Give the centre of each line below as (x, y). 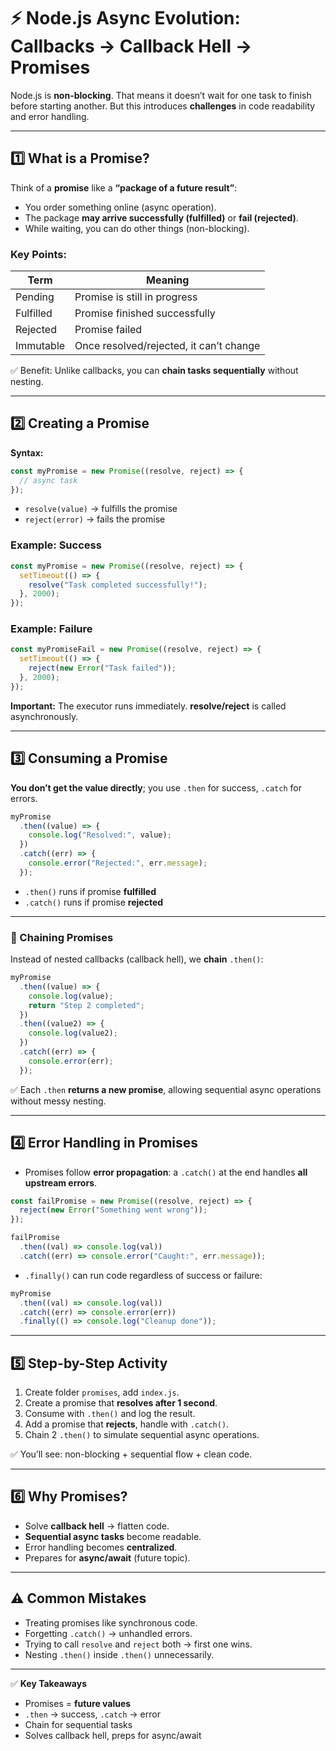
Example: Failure (51, 629)
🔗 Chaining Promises (62, 937)
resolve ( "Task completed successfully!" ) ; (118, 585)
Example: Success (56, 545)
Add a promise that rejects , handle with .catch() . (127, 1424)
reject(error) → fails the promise (95, 519)
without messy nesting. (58, 1101)
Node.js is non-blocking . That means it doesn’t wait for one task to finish (161, 95)
